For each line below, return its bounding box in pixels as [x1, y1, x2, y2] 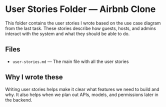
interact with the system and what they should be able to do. [5, 30, 130, 36]
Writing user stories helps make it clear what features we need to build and [5, 86, 159, 92]
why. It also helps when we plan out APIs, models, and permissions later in [5, 91, 158, 97]
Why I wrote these [5, 73, 63, 81]
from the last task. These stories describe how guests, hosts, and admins [5, 25, 156, 31]
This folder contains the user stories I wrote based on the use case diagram [5, 20, 161, 26]
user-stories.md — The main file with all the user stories [12, 58, 129, 64]
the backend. [5, 96, 32, 103]
